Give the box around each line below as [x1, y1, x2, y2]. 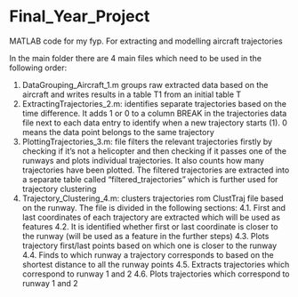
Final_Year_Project [9, 6, 150, 27]
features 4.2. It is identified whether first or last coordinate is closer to [21, 221, 278, 232]
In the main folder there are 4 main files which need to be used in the [9, 52, 262, 63]
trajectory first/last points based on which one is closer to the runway [21, 240, 278, 251]
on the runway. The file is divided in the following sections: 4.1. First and [21, 202, 286, 213]
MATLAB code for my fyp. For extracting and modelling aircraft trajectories [9, 36, 283, 46]
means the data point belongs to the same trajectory [21, 126, 215, 137]
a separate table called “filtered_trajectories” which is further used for [21, 173, 278, 184]
